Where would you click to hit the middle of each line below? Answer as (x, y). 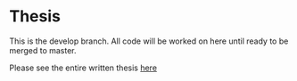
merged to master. (43, 50)
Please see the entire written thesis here (83, 68)
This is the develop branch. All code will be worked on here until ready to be (149, 41)
